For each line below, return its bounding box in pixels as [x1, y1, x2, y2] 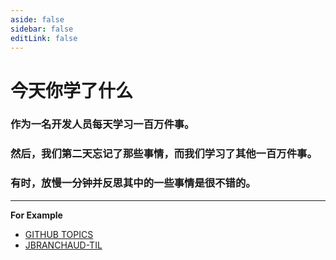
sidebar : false [10, 24, 74, 34]
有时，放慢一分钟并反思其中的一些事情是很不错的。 [10, 176, 257, 190]
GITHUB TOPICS [24, 228, 94, 240]
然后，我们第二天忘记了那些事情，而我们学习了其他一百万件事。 [10, 147, 318, 161]
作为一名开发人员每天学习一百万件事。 [10, 117, 195, 131]
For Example [10, 209, 63, 221]
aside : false [10, 14, 65, 25]
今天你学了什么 [10, 79, 134, 102]
